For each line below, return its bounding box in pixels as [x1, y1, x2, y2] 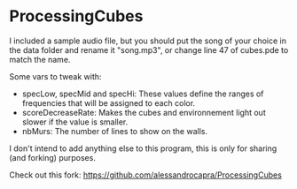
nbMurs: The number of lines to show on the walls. [21, 125, 208, 136]
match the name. [9, 54, 71, 64]
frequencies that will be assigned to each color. [21, 97, 196, 108]
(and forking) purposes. [9, 152, 96, 163]
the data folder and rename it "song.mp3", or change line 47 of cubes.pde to [9, 44, 289, 55]
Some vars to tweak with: [9, 71, 102, 81]
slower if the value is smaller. [21, 117, 129, 127]
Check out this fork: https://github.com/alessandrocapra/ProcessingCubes [9, 170, 282, 180]
